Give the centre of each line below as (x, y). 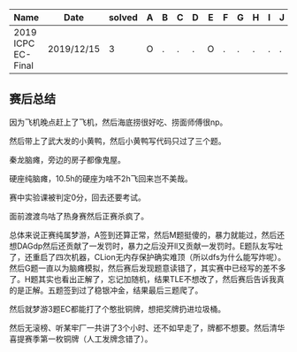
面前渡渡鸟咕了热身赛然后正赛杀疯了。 (79, 216)
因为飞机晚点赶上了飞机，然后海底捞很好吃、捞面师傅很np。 (118, 122)
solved (124, 17)
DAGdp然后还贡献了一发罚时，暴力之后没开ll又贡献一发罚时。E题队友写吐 (150, 246)
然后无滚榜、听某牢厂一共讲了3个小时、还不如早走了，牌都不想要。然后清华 (147, 327)
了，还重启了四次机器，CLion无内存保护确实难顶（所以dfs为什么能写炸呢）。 (148, 256)
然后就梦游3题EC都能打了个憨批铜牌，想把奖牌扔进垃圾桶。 (118, 309)
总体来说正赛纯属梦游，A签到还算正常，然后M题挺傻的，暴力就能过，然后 (143, 234)
